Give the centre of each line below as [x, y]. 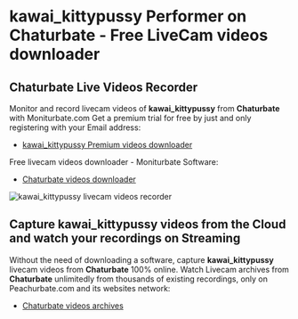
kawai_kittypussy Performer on [128, 16]
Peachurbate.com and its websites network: [90, 288]
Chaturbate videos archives [73, 306]
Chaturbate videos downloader [79, 179]
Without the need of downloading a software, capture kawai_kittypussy [141, 259]
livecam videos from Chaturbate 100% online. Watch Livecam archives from [149, 269]
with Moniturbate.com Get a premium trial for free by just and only [130, 118]
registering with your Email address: [75, 127]
